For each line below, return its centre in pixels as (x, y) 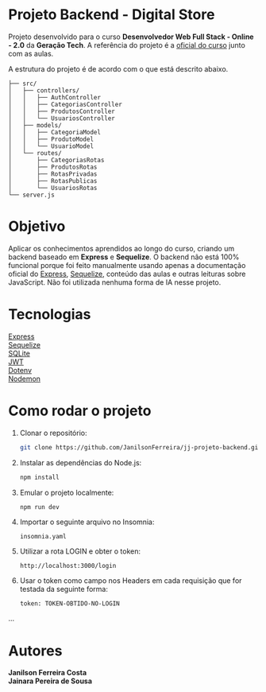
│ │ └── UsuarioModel (51, 146)
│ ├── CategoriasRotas (56, 160)
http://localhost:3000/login (68, 566)
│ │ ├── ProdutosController (62, 111)
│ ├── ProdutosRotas (53, 167)
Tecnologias (50, 315)
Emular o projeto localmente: (67, 492)
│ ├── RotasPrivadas (53, 174)
